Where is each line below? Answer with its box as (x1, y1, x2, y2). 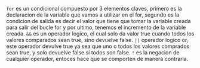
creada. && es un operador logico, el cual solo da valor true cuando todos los (6, 30, 195, 37)
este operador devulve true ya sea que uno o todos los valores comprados (6, 43, 190, 50)
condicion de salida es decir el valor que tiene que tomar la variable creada (6, 18, 191, 24)
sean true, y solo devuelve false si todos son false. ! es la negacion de (6, 49, 180, 56)
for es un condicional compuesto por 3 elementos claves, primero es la (6, 5, 182, 12)
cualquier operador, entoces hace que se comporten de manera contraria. (6, 56, 189, 62)
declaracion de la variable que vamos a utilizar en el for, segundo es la (6, 11, 180, 18)
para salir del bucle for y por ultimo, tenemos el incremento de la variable (6, 24, 186, 31)
